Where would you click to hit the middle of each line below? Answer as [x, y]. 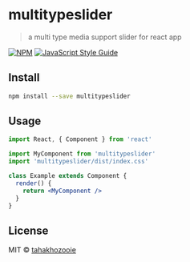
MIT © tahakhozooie [42, 250]
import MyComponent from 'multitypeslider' [82, 154]
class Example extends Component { [68, 176]
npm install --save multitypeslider [69, 96]
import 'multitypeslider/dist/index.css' [79, 162]
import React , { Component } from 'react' [80, 139]
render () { [34, 183]
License [28, 230]
